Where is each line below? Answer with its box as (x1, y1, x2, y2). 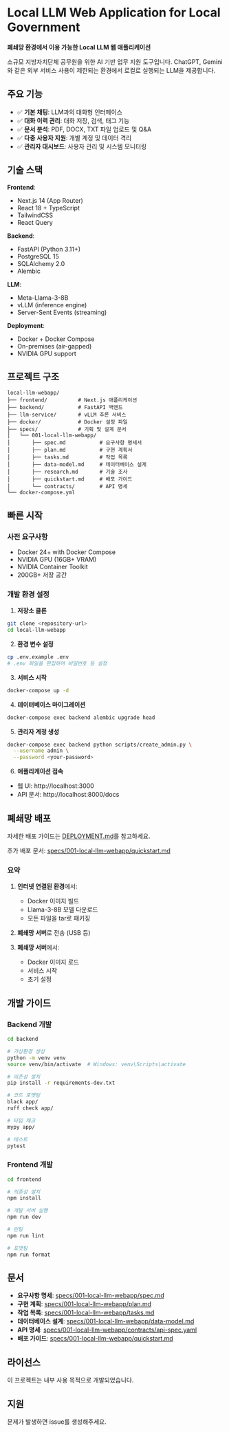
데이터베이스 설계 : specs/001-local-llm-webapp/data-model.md (17, 1317, 195, 1325)
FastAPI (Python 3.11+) (17, 245, 81, 253)
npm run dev (7, 1213, 41, 1221)
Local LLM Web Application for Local (7, 5, 221, 21)
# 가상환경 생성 (7, 1048, 45, 1055)
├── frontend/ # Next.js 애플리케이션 (7, 397, 138, 404)
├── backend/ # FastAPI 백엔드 (7, 404, 124, 411)
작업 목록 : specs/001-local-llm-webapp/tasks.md (17, 1308, 155, 1317)
